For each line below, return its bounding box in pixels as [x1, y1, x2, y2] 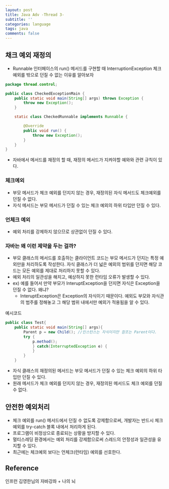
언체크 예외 [5, 216, 31, 223]
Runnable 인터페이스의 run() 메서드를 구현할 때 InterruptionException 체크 [12, 65, 162, 71]
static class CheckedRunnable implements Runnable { [14, 115, 128, 120]
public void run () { [23, 128, 67, 133]
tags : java [5, 26, 28, 31]
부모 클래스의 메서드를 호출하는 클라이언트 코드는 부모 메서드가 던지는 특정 [12, 255, 159, 261]
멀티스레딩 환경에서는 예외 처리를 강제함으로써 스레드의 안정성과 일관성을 [12, 436, 156, 442]
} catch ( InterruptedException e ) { [32, 344, 108, 349]
